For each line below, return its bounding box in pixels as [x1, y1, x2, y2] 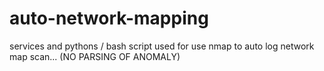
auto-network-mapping [9, 7, 209, 30]
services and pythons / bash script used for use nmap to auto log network [9, 40, 315, 52]
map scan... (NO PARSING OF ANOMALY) [9, 50, 181, 62]
